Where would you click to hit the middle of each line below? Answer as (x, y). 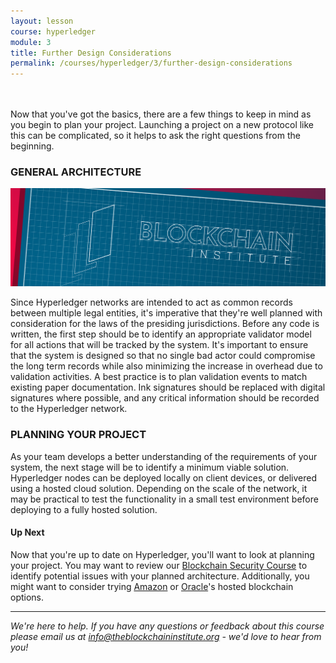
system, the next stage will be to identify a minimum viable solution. (150, 467)
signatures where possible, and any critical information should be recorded (165, 398)
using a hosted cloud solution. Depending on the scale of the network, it (159, 488)
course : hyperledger (53, 31)
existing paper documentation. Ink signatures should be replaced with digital (168, 387)
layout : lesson (42, 21)
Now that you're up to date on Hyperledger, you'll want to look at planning (162, 554)
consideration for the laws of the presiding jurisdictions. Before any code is (165, 324)
